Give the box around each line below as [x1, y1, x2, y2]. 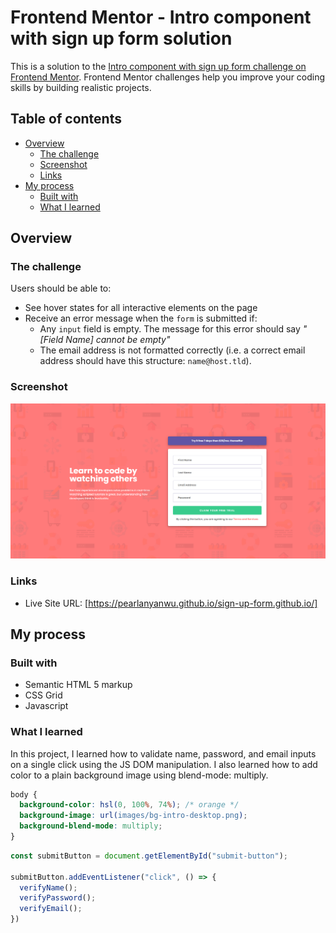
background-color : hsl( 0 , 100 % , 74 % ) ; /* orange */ [19, 800, 240, 810]
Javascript [24, 700, 69, 712]
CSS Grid [24, 689, 63, 701]
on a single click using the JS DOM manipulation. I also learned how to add [10, 758, 318, 770]
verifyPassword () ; [19, 893, 97, 903]
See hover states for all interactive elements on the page [24, 302, 258, 314]
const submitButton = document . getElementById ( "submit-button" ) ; [10, 851, 288, 861]
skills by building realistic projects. [10, 81, 152, 93]
